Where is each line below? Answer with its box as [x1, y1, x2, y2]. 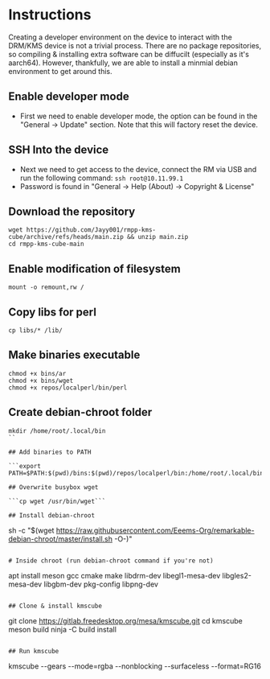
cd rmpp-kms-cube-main [8, 240, 84, 249]
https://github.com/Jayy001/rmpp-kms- [26, 226, 157, 234]
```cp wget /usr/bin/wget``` [8, 497, 106, 505]
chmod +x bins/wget [8, 377, 74, 385]
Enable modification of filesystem [8, 261, 181, 275]
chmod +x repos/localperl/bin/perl [8, 384, 128, 392]
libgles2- [222, 570, 252, 580]
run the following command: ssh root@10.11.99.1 [19, 173, 183, 183]
